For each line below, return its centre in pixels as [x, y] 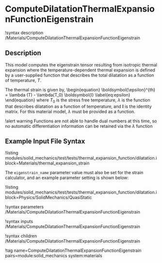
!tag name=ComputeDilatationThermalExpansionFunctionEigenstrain [73, 250]
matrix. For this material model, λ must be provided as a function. [70, 111]
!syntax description [24, 33]
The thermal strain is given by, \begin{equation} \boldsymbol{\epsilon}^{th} [80, 90]
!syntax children [21, 236]
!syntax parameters [24, 207]
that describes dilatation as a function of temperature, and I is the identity [78, 106]
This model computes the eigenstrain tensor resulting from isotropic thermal [81, 65]
